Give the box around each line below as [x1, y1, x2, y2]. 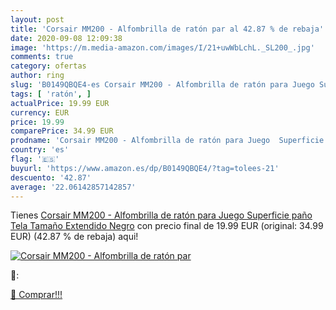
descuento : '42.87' [10, 172, 92, 183]
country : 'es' [10, 145, 70, 155]
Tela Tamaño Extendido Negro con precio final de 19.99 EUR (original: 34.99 [10, 220, 324, 232]
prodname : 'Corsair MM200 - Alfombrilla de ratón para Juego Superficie [10, 136, 325, 146]
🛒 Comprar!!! [10, 289, 63, 301]
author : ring [10, 71, 65, 81]
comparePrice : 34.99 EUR [10, 126, 114, 136]
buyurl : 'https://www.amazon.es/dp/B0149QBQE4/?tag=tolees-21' [10, 163, 280, 173]
